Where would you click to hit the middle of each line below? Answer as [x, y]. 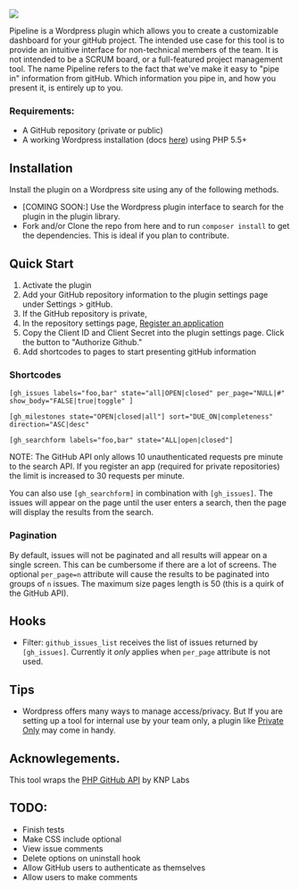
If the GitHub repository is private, [84, 313]
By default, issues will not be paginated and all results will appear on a [138, 555]
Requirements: [42, 111]
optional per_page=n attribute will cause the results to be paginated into [139, 574]
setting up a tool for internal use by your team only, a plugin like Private [153, 721]
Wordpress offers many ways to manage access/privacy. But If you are [152, 711]
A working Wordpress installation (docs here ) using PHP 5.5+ [134, 140]
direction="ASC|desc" [50, 425]
